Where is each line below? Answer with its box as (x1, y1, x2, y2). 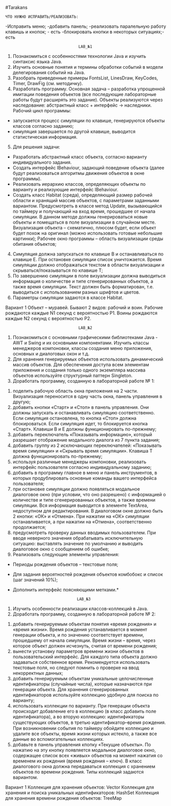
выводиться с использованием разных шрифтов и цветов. (12, 289, 140, 295)
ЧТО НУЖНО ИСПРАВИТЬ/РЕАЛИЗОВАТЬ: (5, 14, 79, 19)
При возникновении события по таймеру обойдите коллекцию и (12, 725, 154, 731)
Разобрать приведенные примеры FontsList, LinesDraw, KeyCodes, (12, 75, 158, 81)
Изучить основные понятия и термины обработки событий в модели (12, 64, 163, 70)
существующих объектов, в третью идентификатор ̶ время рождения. (12, 719, 166, 725)
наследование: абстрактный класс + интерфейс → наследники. (12, 102, 152, 108)
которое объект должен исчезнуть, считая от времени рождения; (12, 643, 157, 648)
